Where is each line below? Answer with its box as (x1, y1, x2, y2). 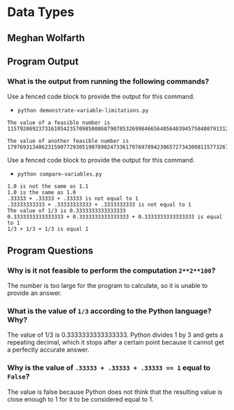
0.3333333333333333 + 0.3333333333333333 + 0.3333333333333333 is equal (7, 213, 223, 220)
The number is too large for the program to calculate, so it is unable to (7, 281, 208, 289)
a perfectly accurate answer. (7, 346, 89, 354)
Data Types (7, 4, 75, 20)
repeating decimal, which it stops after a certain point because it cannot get (7, 338, 224, 347)
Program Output (7, 55, 79, 67)
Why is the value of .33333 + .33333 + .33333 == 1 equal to (7, 363, 211, 373)
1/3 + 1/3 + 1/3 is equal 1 (7, 226, 89, 233)
